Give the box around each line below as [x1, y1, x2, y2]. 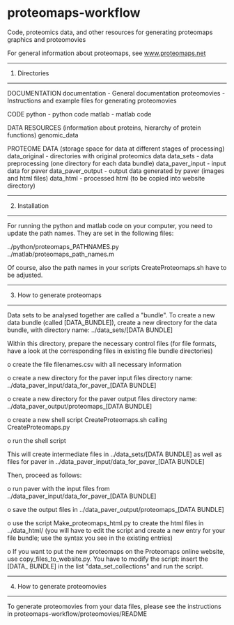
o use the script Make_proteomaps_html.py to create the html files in [7, 518, 204, 527]
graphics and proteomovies [7, 35, 86, 43]
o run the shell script [7, 436, 66, 444]
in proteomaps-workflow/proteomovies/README [7, 609, 148, 618]
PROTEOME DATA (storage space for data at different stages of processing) [7, 144, 225, 153]
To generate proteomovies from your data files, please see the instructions [7, 602, 221, 610]
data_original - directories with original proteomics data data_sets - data [7, 151, 214, 160]
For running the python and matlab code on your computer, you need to [7, 221, 213, 229]
